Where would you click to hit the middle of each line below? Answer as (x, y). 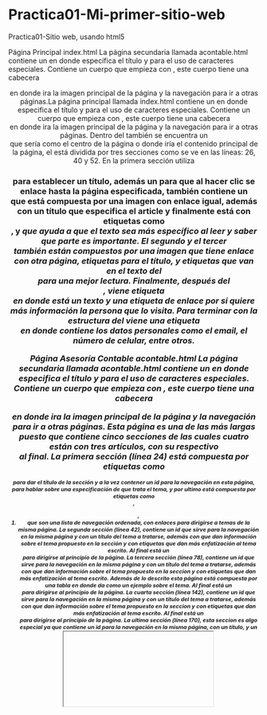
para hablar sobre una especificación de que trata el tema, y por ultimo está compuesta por (134, 489)
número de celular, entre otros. (134, 340)
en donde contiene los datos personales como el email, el (134, 330)
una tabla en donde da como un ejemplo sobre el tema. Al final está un (139, 585)
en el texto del (134, 271)
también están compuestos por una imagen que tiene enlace (134, 251)
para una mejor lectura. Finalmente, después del (134, 280)
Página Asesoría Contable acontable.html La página (134, 358)
